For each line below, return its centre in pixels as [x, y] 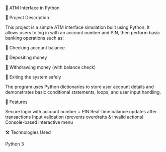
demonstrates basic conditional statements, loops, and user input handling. [83, 92]
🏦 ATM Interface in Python [32, 8]
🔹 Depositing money [26, 57]
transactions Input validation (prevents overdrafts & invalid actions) [74, 117]
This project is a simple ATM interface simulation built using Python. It [77, 27]
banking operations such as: [35, 38]
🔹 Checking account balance [35, 48]
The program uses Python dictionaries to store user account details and [80, 87]
